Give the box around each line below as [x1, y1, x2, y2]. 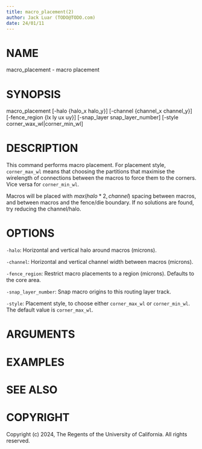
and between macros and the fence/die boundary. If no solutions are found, [6, 199, 194, 206]
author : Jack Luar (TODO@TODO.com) [6, 15, 96, 21]
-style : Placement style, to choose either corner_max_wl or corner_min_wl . [6, 300, 191, 307]
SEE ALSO [6, 382, 58, 396]
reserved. [6, 437, 30, 444]
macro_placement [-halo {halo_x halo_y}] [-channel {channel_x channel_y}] [6, 107, 193, 115]
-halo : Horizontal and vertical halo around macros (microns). [6, 246, 157, 254]
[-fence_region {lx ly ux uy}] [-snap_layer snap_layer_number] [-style [6, 114, 179, 121]
